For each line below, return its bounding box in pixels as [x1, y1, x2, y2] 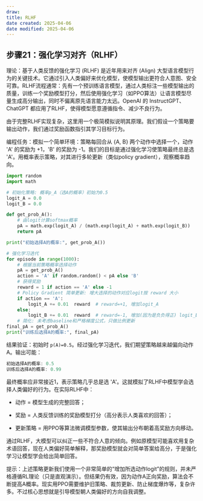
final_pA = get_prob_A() [6, 323, 69, 330]
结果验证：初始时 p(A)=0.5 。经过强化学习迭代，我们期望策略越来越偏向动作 [6, 340, 194, 348]
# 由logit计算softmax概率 [17, 217, 78, 224]
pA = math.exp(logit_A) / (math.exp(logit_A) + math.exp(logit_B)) [17, 223, 190, 229]
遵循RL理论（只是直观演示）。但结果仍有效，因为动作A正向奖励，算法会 [11, 473, 188, 480]
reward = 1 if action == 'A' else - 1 [17, 284, 112, 291]
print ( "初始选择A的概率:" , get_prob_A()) [6, 239, 106, 245]
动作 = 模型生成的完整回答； [14, 398, 86, 406]
